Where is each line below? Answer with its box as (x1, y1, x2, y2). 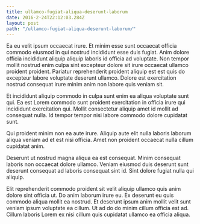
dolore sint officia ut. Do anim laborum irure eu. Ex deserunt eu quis (6, 191, 174, 199)
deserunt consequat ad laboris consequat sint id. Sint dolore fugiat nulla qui (6, 167, 194, 174)
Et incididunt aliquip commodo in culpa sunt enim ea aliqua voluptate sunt (6, 92, 189, 100)
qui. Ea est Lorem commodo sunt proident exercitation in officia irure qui (6, 99, 186, 106)
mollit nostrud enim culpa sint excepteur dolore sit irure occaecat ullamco (6, 62, 189, 69)
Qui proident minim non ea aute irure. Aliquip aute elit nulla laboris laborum (6, 130, 192, 137)
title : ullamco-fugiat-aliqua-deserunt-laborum (6, 8, 128, 15)
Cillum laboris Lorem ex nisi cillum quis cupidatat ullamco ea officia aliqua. (6, 211, 191, 218)
